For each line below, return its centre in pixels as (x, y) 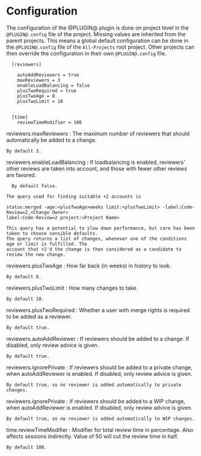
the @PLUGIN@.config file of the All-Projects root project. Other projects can (100, 47)
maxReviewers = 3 (39, 80)
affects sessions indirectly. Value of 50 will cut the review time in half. (92, 436)
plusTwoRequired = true (47, 91)
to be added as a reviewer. (39, 316)
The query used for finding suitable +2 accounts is (74, 196)
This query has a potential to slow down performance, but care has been (101, 228)
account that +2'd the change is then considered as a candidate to (94, 249)
